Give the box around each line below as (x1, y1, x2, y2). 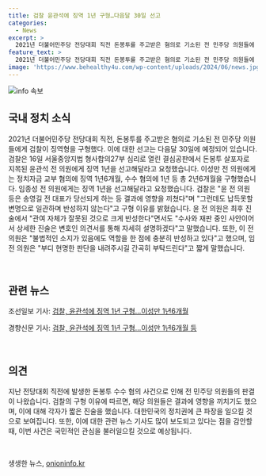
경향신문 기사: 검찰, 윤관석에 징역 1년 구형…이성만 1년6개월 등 (8, 323, 197, 333)
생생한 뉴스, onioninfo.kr (8, 459, 85, 468)
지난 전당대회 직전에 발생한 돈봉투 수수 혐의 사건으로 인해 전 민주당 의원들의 (8, 386, 241, 397)
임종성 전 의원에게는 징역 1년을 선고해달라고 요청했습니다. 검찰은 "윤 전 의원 (18, 183, 251, 193)
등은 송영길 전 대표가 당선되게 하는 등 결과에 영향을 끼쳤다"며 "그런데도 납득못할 (8, 194, 253, 203)
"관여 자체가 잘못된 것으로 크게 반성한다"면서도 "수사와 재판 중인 (28, 213, 227, 223)
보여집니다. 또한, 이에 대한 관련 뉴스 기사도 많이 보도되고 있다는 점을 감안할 (22, 416, 253, 426)
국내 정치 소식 (8, 112, 71, 125)
